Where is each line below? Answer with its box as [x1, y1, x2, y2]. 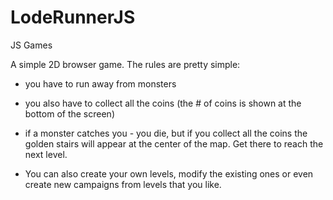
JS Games [10, 39, 53, 51]
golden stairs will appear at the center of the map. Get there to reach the [24, 137, 324, 150]
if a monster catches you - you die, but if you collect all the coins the [24, 127, 308, 139]
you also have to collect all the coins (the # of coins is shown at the [24, 97, 302, 109]
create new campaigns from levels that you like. [24, 178, 222, 190]
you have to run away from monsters [24, 77, 177, 90]
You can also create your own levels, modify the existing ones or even [24, 167, 314, 180]
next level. [24, 148, 68, 160]
